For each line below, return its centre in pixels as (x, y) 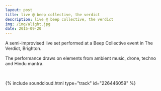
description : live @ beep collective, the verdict (59, 19)
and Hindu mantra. (24, 64)
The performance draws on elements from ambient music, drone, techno (81, 58)
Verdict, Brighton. (23, 49)
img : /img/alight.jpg (28, 24)
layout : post (19, 10)
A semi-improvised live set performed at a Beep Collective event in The (79, 43)
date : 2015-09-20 (23, 29)
